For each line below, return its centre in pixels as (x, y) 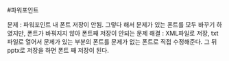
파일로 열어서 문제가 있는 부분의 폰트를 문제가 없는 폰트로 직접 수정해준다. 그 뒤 (112, 42)
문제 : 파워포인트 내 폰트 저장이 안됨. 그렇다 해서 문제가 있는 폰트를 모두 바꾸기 (111, 25)
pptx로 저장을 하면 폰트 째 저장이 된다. (58, 50)
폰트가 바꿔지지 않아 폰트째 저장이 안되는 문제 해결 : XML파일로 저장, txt (123, 33)
